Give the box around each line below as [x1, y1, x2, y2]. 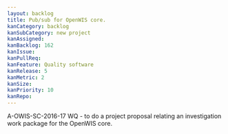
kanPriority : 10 [7, 87, 54, 93]
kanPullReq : [7, 55, 41, 62]
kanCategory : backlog [7, 23, 70, 30]
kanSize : [7, 80, 32, 87]
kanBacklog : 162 [7, 42, 54, 49]
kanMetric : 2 [7, 74, 45, 81]
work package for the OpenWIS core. [7, 120, 112, 127]
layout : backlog [7, 10, 54, 17]
